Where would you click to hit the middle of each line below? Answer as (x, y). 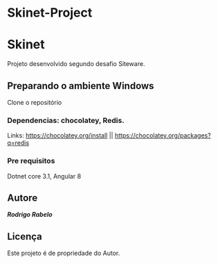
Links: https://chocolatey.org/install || (60, 135)
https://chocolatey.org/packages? (163, 135)
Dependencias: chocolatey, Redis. (66, 120)
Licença (25, 237)
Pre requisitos (31, 161)
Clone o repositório (35, 102)
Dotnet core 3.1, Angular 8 (44, 176)
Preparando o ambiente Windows (81, 86)
